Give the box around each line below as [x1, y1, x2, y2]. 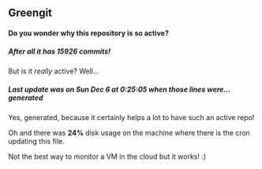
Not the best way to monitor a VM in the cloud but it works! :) [8, 152, 207, 161]
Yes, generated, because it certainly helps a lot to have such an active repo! [8, 112, 255, 122]
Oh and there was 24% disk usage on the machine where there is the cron [8, 128, 251, 137]
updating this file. [8, 136, 65, 145]
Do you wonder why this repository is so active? [8, 28, 170, 38]
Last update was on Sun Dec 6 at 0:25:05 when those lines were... [8, 84, 231, 94]
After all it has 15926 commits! [8, 47, 111, 56]
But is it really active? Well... [8, 66, 99, 76]
